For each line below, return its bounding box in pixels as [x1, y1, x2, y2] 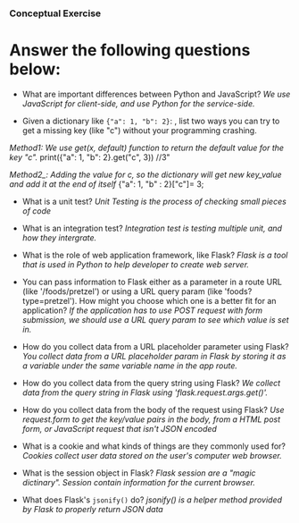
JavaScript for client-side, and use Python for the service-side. [21, 97, 255, 109]
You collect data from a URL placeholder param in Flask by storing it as [21, 350, 287, 361]
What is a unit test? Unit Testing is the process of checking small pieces [21, 196, 287, 207]
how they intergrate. [21, 232, 97, 243]
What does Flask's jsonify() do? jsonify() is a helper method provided [21, 494, 283, 505]
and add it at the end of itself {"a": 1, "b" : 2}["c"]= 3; [9, 178, 204, 190]
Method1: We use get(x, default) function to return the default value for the [9, 142, 284, 153]
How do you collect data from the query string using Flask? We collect [21, 377, 281, 388]
